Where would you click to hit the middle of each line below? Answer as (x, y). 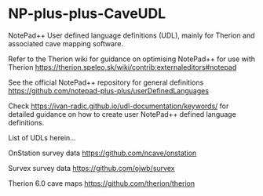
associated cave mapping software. (66, 43)
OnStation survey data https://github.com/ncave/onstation (102, 153)
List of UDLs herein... (42, 137)
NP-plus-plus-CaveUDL (87, 14)
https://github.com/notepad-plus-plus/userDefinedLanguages (109, 90)
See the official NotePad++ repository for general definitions (106, 82)
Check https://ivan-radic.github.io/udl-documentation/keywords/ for (119, 106)
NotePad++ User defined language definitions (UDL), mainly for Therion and (131, 35)
